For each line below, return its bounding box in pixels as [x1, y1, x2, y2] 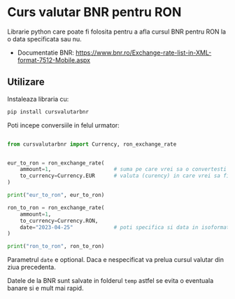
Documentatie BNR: [17, 48, 75, 57]
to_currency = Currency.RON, [20, 217, 99, 224]
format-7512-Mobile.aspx [17, 55, 91, 64]
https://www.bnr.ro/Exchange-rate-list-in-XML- [76, 48, 212, 57]
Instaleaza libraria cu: [7, 95, 69, 103]
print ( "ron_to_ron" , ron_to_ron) [7, 243, 105, 250]
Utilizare [7, 76, 45, 88]
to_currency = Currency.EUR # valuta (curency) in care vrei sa [20, 172, 220, 179]
